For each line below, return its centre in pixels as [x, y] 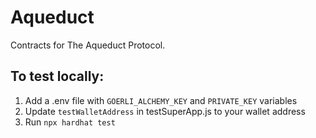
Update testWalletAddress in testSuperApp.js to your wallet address [165, 111]
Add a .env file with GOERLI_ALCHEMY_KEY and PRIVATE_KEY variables [161, 100]
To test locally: [57, 76]
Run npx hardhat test [70, 122]
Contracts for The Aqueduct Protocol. [88, 45]
